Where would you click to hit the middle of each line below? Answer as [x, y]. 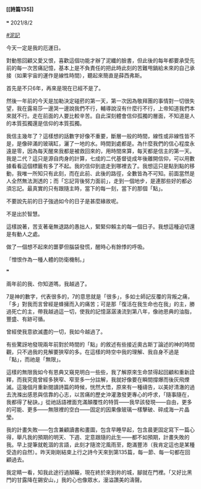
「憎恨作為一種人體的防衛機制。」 [47, 260]
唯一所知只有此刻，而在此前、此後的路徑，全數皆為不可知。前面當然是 [108, 174]
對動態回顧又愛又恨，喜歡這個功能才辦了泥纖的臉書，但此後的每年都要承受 [98, 60]
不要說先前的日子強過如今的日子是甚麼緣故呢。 [64, 201]
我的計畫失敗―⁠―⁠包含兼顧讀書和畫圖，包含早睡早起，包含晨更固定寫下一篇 [98, 430]
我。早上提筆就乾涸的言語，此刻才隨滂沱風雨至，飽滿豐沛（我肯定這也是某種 [100, 445]
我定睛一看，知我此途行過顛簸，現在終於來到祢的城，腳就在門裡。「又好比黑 [99, 472]
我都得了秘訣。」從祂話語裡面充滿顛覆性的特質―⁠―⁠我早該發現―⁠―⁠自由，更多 [99, 402]
